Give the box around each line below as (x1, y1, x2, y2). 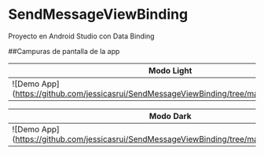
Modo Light (148, 65, 192, 76)
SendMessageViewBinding (8, 5, 189, 23)
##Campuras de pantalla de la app (8, 46, 120, 56)
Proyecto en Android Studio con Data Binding (8, 31, 155, 41)
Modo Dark (148, 110, 192, 121)
